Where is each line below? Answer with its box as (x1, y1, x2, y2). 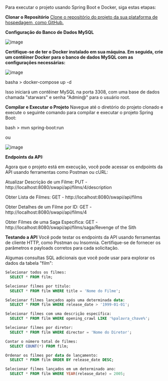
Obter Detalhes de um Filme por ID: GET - (5, 204, 92, 210)
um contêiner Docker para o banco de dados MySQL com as (5, 54, 134, 60)
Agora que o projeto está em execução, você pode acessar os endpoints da (5, 164, 163, 170)
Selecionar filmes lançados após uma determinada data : (5, 298, 125, 303)
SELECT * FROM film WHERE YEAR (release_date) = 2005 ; (10, 371, 125, 376)
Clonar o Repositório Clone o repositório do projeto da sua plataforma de (5, 14, 158, 20)
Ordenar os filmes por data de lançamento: (5, 353, 98, 358)
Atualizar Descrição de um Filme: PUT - (5, 179, 87, 185)
